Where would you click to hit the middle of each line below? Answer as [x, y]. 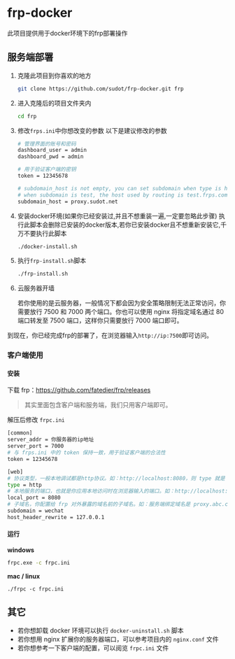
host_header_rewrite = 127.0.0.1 [56, 517]
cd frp [27, 116]
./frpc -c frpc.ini [36, 589]
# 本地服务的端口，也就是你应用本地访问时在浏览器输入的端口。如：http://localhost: [118, 491]
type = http [24, 485]
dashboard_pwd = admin [50, 157]
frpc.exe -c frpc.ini [39, 562]
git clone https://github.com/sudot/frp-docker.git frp [100, 89]
